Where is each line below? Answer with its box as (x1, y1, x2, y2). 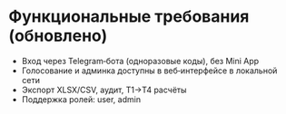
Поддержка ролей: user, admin (21, 93, 142, 105)
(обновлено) (8, 25, 108, 46)
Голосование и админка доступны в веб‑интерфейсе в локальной (21, 65, 278, 76)
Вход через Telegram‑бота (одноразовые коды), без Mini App (21, 55, 260, 66)
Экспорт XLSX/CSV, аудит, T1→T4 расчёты (21, 84, 187, 95)
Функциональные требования (8, 6, 250, 27)
